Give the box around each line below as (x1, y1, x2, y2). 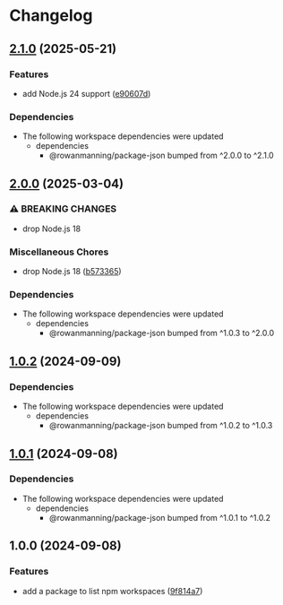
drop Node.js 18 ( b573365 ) (21, 266, 123, 277)
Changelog (9, 5, 93, 26)
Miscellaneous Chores (9, 246, 109, 258)
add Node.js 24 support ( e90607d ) (21, 88, 151, 99)
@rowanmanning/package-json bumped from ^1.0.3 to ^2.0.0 (48, 328, 275, 339)
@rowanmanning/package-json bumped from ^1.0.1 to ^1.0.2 (48, 512, 271, 523)
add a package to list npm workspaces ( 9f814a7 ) (21, 585, 203, 596)
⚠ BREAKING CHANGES (9, 203, 117, 215)
